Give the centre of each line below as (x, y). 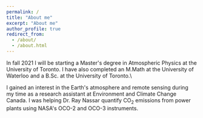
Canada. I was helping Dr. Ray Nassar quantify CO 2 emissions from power (98, 101)
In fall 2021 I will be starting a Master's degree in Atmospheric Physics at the (101, 63)
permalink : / (23, 12)
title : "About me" (29, 18)
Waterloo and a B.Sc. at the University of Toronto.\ (69, 76)
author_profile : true (34, 29)
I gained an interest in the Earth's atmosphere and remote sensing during (98, 87)
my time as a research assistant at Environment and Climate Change (92, 94)
